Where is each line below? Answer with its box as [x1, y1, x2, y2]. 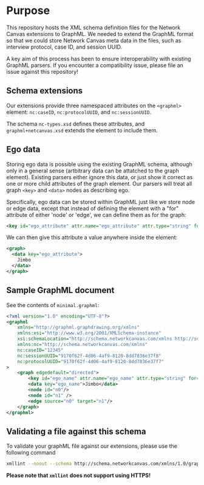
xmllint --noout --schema [6, 461, 72, 467]
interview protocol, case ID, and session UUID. [6, 43, 123, 51]
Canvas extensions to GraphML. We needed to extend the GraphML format [6, 30, 194, 37]
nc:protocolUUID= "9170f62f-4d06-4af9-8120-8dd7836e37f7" [17, 358, 165, 364]
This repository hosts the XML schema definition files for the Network [6, 24, 181, 31]
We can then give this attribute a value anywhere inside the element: [6, 234, 178, 241]
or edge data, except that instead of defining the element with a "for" [6, 205, 179, 212]
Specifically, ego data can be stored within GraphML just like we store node [6, 198, 195, 205]
